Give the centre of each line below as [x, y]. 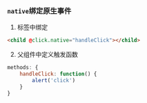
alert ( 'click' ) [54, 80]
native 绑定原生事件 [39, 10]
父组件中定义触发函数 [47, 55]
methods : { [23, 68]
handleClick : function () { [58, 74]
